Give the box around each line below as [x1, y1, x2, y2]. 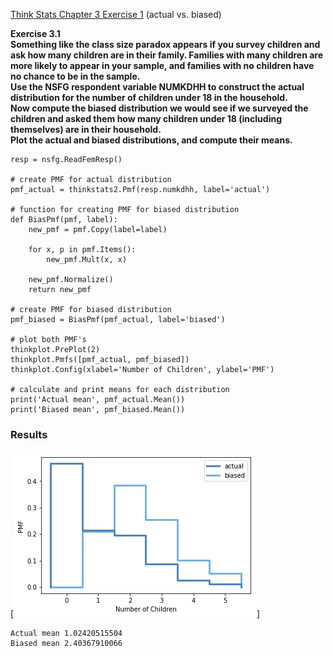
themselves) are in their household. [10, 124, 162, 135]
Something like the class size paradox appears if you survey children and [10, 39, 321, 50]
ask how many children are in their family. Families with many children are [10, 49, 324, 61]
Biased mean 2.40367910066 [10, 639, 123, 649]
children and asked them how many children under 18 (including [10, 113, 282, 124]
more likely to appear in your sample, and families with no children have [10, 60, 315, 71]
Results [10, 427, 48, 441]
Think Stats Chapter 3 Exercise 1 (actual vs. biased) [10, 9, 222, 20]
